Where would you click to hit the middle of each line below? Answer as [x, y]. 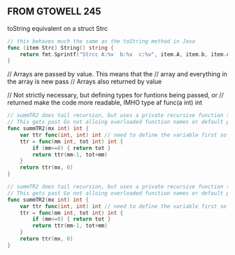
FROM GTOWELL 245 [54, 12]
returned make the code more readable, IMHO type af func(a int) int [105, 103]
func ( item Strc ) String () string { [60, 48]
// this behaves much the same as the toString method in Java [101, 41]
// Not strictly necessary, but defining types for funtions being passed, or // [115, 95]
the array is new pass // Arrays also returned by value [85, 82]
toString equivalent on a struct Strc [58, 28]
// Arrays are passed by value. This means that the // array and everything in [117, 74]
